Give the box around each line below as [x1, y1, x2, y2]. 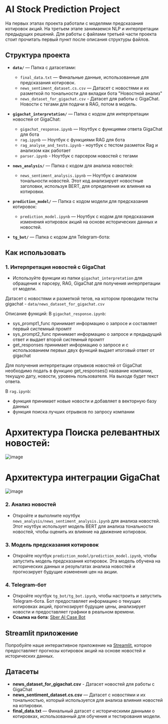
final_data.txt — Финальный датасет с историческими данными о [12, 708, 155, 714]
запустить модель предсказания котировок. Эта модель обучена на [12, 558, 160, 564]
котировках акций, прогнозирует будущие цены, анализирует [12, 603, 146, 609]
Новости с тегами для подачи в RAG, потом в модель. [20, 101, 137, 107]
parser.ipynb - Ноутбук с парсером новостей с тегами [20, 152, 138, 159]
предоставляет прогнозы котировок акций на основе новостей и [5, 648, 146, 654]
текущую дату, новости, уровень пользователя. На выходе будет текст [5, 373, 159, 379]
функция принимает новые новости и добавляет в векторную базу [12, 398, 157, 404]
